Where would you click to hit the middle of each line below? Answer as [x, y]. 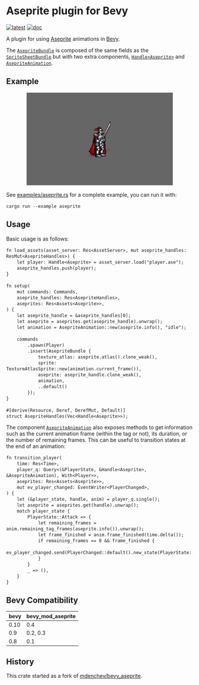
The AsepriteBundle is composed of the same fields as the [78, 50]
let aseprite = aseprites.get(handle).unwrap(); [78, 505]
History [20, 662]
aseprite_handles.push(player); [57, 268]
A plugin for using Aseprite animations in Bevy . [63, 39]
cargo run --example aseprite [44, 206]
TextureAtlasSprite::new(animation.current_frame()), [74, 369]
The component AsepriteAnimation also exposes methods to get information [99, 427]
